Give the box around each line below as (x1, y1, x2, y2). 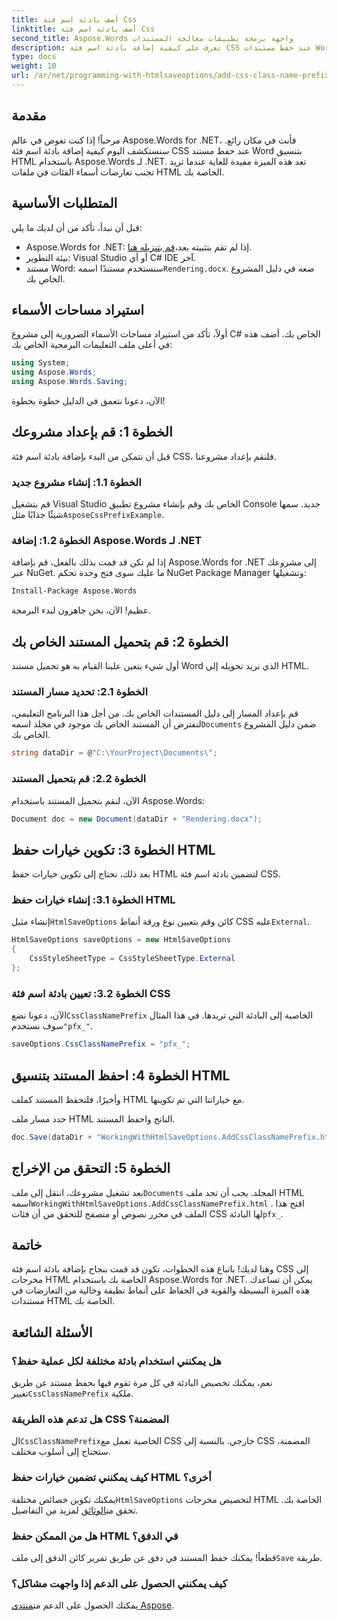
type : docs (11, 52, 57, 62)
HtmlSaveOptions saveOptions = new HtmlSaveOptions (11, 935, 231, 945)
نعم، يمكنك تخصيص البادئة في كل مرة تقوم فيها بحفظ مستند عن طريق (11, 1377, 273, 1389)
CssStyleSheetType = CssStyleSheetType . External (29, 954, 236, 964)
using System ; (11, 358, 71, 368)
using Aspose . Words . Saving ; (11, 377, 129, 387)
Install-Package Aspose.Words (11, 586, 138, 596)
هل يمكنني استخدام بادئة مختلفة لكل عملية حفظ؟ (11, 1354, 222, 1368)
